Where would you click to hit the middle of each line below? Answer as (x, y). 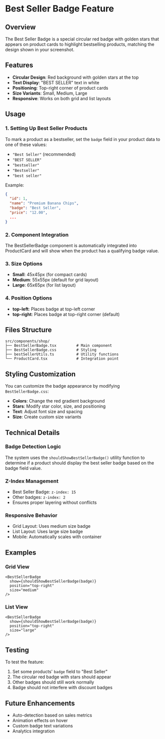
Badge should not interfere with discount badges (62, 688)
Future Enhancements (40, 703)
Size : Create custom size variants (47, 417)
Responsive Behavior (31, 515)
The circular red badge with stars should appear (62, 677)
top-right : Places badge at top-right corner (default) (66, 314)
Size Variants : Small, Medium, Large (50, 93)
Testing (17, 650)
